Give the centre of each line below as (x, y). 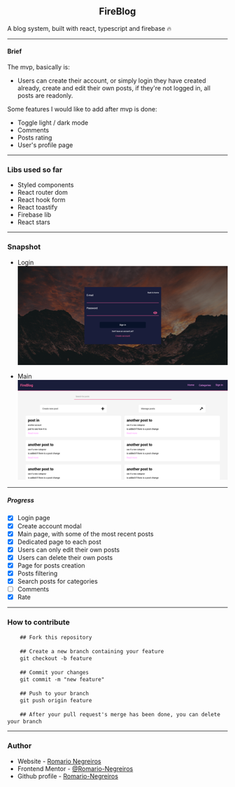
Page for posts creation (51, 565)
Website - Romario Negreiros (59, 761)
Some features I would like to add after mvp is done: (82, 109)
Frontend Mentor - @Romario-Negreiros (75, 768)
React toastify (37, 207)
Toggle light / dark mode (53, 123)
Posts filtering (37, 573)
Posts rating (35, 138)
